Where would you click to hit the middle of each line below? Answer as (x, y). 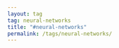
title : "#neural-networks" (47, 27)
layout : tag (25, 14)
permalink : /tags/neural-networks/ (60, 34)
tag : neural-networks (39, 20)
